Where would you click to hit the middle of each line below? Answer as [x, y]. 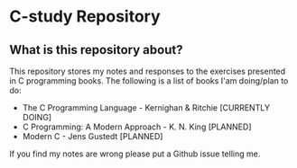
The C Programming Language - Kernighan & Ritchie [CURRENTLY [146, 108]
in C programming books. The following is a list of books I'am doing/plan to [149, 81]
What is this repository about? [96, 50]
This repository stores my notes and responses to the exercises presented [148, 71]
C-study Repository [85, 17]
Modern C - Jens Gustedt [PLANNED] [93, 136]
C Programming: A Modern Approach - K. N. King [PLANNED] [137, 127]
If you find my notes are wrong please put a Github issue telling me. [135, 154]
